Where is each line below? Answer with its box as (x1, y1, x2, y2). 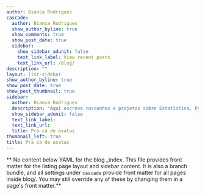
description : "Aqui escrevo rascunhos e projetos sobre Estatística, (12, 105, 192, 112)
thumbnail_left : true (6, 133, 62, 140)
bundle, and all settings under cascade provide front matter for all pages (6, 169, 186, 176)
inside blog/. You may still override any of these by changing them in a (6, 175, 183, 183)
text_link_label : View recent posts (17, 54, 111, 60)
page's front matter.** (6, 182, 62, 189)
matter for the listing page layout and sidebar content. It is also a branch (6, 162, 188, 169)
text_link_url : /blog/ (17, 60, 75, 66)
